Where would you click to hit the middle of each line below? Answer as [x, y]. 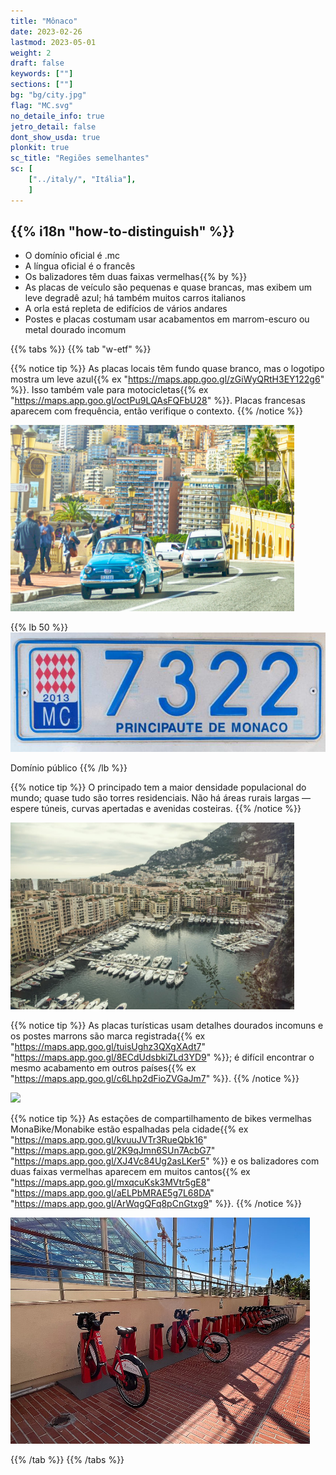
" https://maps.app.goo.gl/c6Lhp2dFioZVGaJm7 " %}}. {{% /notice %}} [155, 1078]
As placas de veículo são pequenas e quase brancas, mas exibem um [168, 287]
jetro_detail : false [53, 126]
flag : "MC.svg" [42, 105]
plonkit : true [40, 148]
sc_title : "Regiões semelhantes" [80, 158]
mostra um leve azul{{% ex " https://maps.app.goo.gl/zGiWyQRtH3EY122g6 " [167, 379]
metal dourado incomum [75, 330]
